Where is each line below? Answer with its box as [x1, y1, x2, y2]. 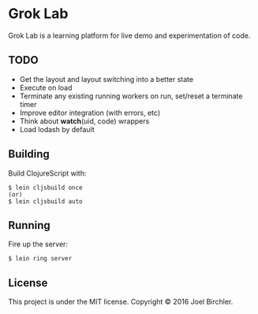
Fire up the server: [8, 239, 69, 249]
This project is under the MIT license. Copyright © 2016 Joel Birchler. [8, 297, 234, 307]
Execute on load [19, 83, 73, 92]
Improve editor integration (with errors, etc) [19, 108, 160, 117]
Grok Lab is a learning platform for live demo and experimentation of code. [8, 31, 251, 40]
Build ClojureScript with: [8, 168, 87, 178]
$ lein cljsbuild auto [8, 198, 83, 205]
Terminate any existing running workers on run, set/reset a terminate [19, 91, 243, 101]
